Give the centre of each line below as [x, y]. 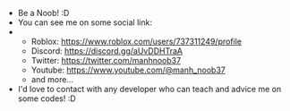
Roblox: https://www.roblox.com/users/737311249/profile [136, 41]
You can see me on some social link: [85, 22]
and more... [52, 79]
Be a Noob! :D [43, 13]
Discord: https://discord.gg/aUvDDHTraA [107, 51]
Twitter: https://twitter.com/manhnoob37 [106, 60]
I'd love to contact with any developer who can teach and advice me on [149, 89]
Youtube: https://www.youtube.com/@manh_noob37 [128, 70]
